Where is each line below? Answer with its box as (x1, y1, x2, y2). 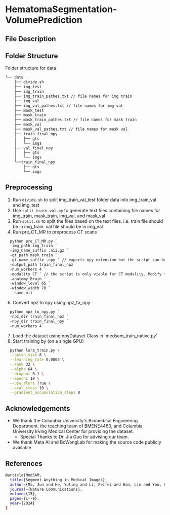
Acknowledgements (5, 404, 70, 413)
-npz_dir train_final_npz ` (10, 314, 69, 319)
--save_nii (10, 290, 33, 296)
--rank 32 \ (10, 362, 35, 367)
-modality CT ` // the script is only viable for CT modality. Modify (10, 271, 162, 276)
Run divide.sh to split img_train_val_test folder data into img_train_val (12, 196, 157, 203)
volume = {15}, (10, 491, 37, 497)
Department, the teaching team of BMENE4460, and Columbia (12, 423, 143, 429)
